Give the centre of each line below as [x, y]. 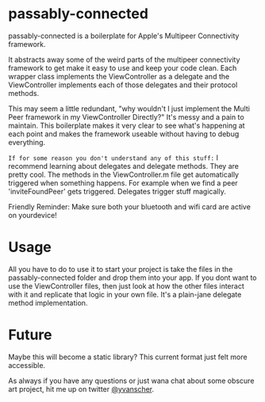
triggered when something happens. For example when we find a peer [123, 182]
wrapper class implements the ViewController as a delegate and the [119, 76]
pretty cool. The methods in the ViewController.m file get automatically [124, 174]
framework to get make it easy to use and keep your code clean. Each [123, 67]
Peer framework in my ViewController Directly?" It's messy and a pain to [126, 117]
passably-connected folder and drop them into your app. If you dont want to [132, 278]
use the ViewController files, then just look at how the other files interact [126, 285]
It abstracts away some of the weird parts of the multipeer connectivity [124, 59]
